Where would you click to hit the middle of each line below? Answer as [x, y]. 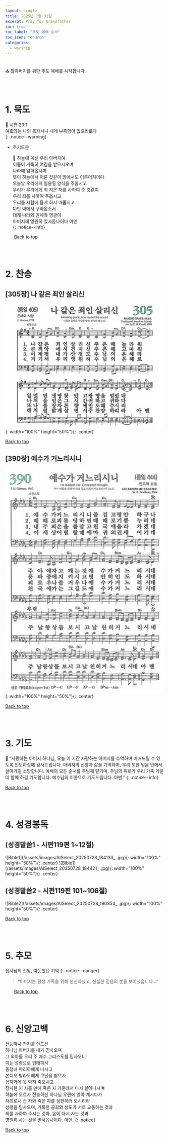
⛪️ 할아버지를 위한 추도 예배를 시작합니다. [46, 70]
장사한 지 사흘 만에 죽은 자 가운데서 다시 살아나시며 [55, 1088]
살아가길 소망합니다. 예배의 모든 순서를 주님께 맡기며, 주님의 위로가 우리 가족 [80, 771]
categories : [18, 43]
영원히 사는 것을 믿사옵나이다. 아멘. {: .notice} [50, 1120]
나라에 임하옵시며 [30, 170]
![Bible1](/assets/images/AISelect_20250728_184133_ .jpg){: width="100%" [83, 857]
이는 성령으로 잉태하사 [27, 1063]
